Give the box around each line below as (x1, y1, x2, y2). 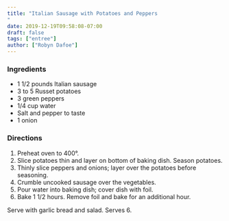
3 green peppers (16, 94, 65, 103)
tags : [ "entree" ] (7, 36, 57, 42)
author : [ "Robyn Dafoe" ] (7, 42, 78, 49)
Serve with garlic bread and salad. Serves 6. (7, 206, 132, 214)
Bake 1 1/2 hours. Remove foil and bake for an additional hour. (16, 192, 191, 200)
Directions (7, 133, 43, 143)
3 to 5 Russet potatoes (16, 87, 82, 96)
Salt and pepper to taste (16, 109, 86, 117)
